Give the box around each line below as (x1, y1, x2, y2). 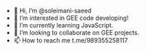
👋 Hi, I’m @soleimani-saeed (13, 7, 92, 14)
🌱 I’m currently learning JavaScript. (13, 21, 114, 29)
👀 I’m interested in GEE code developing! (13, 14, 129, 22)
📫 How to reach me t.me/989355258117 (13, 37, 128, 44)
